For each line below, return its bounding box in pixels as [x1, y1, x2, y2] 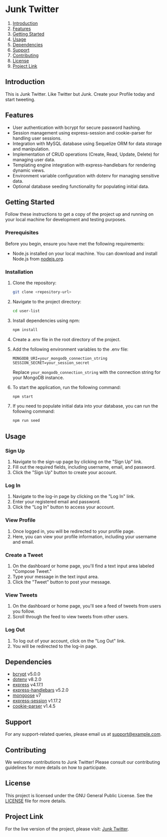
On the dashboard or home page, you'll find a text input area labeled [12, 563, 154, 569]
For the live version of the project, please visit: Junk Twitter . [5, 825, 129, 832]
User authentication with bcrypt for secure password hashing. [12, 124, 141, 131]
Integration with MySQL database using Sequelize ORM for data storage [12, 140, 162, 147]
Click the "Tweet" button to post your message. [12, 578, 112, 585]
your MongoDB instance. [12, 374, 64, 380]
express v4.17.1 [12, 682, 43, 688]
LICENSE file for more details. [5, 798, 66, 804]
